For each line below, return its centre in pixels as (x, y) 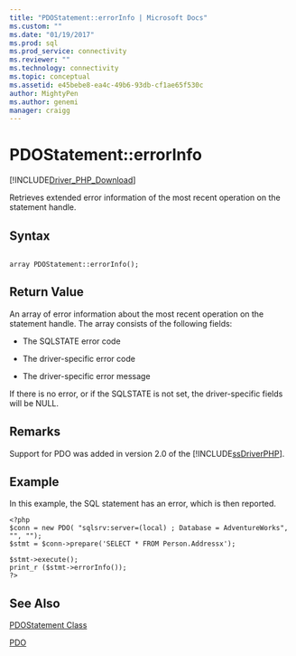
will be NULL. (34, 403)
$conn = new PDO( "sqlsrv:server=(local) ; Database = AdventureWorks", (149, 528)
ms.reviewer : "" (40, 60)
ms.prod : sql (34, 43)
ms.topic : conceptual (50, 77)
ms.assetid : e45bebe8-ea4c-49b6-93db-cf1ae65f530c (106, 85)
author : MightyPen (44, 93)
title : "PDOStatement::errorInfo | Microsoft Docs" (108, 18)
